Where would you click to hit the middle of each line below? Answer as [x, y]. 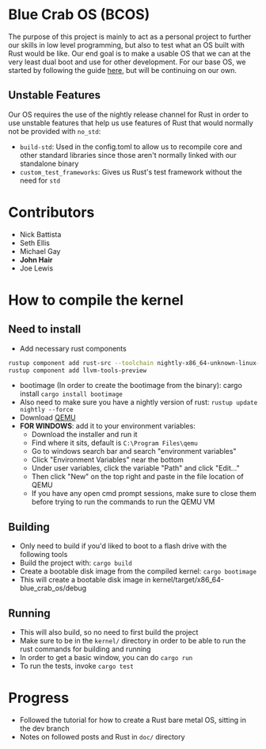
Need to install [45, 330]
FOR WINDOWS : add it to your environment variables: [107, 426]
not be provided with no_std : [55, 131]
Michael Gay [40, 251]
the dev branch [44, 728]
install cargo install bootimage [71, 394]
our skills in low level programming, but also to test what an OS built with [127, 44]
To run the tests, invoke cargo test [77, 666]
